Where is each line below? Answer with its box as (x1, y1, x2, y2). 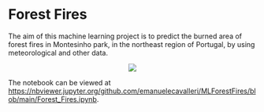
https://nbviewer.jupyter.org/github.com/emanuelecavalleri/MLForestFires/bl (8, 86, 256, 96)
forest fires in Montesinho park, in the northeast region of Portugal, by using (8, 39, 255, 49)
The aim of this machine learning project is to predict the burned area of (8, 31, 243, 41)
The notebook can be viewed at (8, 78, 112, 87)
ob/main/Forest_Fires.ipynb (8, 94, 97, 103)
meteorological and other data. (8, 48, 109, 57)
